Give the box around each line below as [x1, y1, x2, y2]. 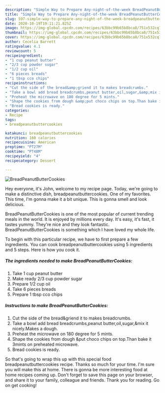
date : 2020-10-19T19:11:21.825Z [5, 21, 71, 26]
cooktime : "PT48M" [5, 149, 43, 154]
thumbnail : [5, 30, 27, 35]
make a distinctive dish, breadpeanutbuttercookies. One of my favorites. [5, 191, 151, 197]
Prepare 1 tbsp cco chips [12, 291, 63, 297]
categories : [5, 108, 29, 113]
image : [5, 26, 19, 31]
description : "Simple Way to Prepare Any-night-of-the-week [5, 7, 131, 12]
